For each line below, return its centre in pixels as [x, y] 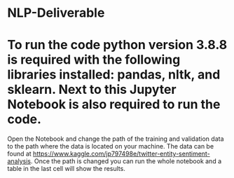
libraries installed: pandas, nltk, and [114, 75]
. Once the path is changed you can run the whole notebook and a [126, 161]
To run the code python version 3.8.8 [117, 45]
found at [19, 154]
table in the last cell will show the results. [67, 169]
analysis [19, 161]
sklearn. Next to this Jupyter [92, 90]
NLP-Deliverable [56, 13]
